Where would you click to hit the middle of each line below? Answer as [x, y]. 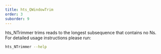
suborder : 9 [17, 19]
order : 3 [14, 14]
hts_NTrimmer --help [26, 47]
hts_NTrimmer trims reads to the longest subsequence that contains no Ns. [81, 33]
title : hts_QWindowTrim [29, 10]
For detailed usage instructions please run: [48, 38]
